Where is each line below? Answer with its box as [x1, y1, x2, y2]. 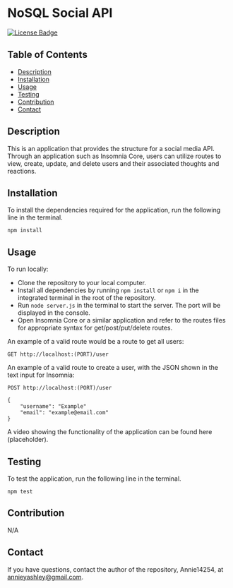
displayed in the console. [17, 308, 90, 317]
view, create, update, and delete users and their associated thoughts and [7, 159, 220, 167]
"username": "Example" [20, 403, 87, 410]
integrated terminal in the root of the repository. [17, 294, 157, 302]
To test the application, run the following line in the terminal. [7, 474, 181, 483]
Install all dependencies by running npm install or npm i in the [17, 286, 199, 294]
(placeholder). [7, 436, 49, 444]
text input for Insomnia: [7, 371, 75, 379]
